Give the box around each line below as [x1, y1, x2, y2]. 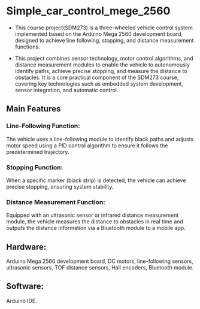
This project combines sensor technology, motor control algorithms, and [14, 54, 193, 62]
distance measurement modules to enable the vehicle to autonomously [14, 61, 190, 68]
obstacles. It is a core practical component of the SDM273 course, [14, 74, 179, 81]
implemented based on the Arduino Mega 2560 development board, [14, 30, 183, 37]
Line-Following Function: [6, 122, 80, 130]
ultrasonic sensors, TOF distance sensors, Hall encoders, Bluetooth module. [6, 264, 194, 271]
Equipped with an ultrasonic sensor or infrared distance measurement [6, 211, 179, 219]
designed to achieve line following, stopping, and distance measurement [14, 37, 194, 44]
